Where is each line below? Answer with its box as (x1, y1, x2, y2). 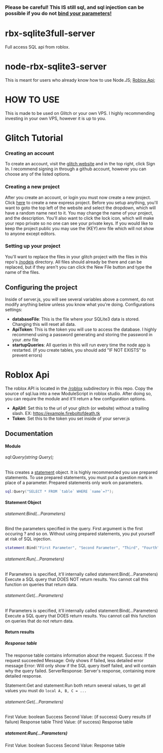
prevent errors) (12, 352, 43, 358)
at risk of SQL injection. (5, 536, 52, 542)
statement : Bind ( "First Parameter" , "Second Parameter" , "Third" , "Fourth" (5, 545, 160, 551)
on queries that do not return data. (5, 618, 74, 624)
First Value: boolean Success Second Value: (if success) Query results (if (5, 714, 151, 720)
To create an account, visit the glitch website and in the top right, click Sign (5, 161, 155, 167)
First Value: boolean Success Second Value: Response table (5, 742, 125, 748)
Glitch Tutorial (5, 132, 63, 143)
